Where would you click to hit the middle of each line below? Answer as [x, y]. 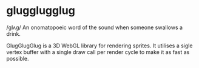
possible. [18, 58]
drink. [14, 33]
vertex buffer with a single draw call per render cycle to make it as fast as [98, 52]
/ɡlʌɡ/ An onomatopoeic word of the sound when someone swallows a [95, 27]
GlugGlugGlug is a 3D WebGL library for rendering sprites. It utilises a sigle [99, 46]
